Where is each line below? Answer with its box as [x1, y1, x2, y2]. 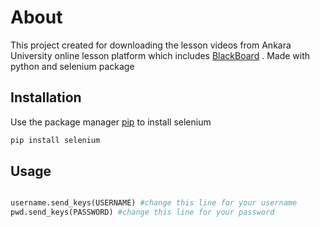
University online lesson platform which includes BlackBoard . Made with [10, 49, 311, 61]
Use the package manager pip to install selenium [10, 116, 212, 128]
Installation [10, 89, 82, 106]
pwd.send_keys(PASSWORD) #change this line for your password [10, 207, 275, 218]
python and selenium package [10, 60, 135, 72]
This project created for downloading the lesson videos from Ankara [10, 39, 292, 51]
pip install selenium [10, 135, 101, 145]
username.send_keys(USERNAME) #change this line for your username [10, 198, 298, 208]
